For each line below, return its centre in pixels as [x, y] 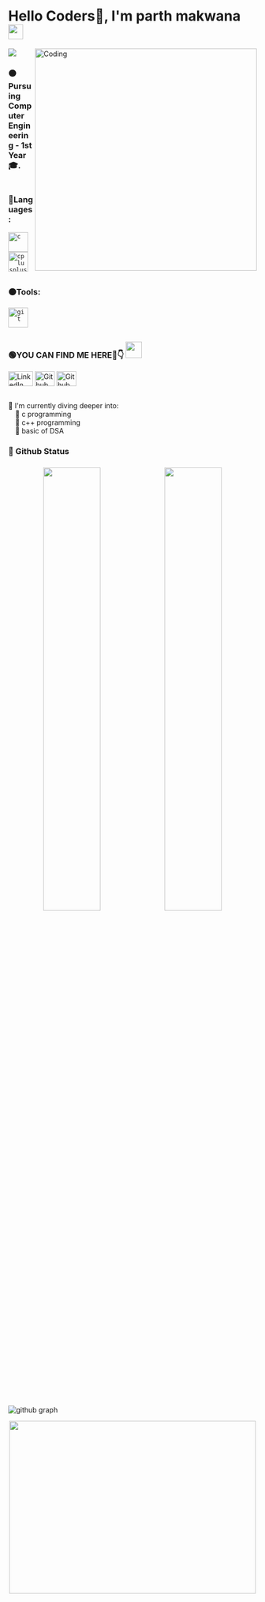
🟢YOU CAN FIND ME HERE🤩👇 [66, 355]
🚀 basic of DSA [40, 430]
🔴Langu [21, 199]
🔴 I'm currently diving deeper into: [63, 405]
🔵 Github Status [39, 451]
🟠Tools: [24, 291]
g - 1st [20, 145]
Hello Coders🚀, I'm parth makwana [125, 16]
